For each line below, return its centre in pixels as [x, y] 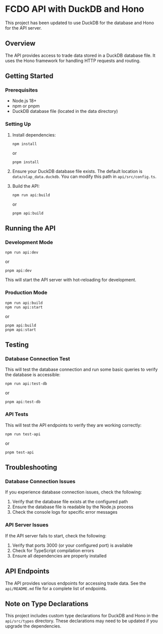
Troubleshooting [31, 468]
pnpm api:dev [18, 271]
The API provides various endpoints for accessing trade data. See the [76, 583]
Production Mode [26, 293]
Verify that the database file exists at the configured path [70, 502]
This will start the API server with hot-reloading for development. [71, 280]
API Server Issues [27, 525]
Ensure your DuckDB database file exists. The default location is [77, 171]
